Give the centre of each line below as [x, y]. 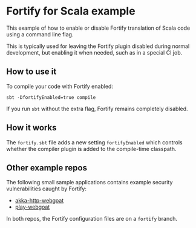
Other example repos [47, 168]
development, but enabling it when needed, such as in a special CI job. [94, 52]
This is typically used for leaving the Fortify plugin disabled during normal [98, 46]
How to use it [31, 72]
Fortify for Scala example [71, 11]
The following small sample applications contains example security [90, 183]
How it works [31, 128]
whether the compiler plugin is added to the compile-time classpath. [91, 149]
